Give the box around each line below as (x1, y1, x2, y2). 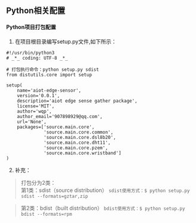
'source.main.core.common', (44, 129, 114, 135)
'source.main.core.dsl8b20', (44, 134, 117, 140)
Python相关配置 (6, 5, 66, 16)
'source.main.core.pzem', (44, 145, 109, 151)
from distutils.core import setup (6, 72, 93, 78)
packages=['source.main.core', (17, 124, 95, 130)
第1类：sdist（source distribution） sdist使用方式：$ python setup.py (20, 187, 190, 194)
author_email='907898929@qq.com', (17, 113, 103, 119)
